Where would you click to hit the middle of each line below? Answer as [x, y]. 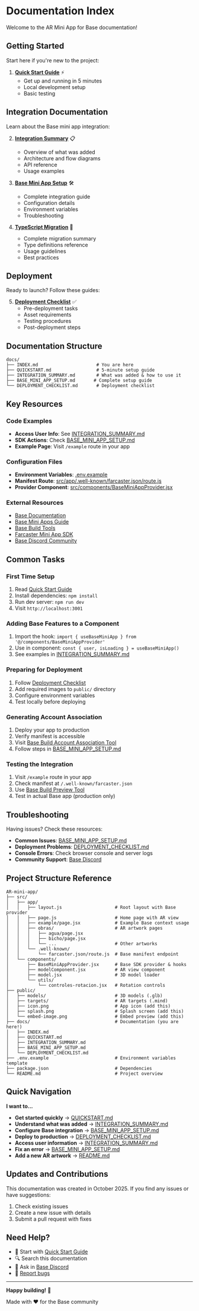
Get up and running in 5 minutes [63, 81]
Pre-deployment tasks [51, 308]
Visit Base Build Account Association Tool [65, 743]
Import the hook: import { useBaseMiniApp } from [76, 636]
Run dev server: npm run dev [49, 602]
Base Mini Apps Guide [42, 522]
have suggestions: [29, 1195]
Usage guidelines [45, 251]
